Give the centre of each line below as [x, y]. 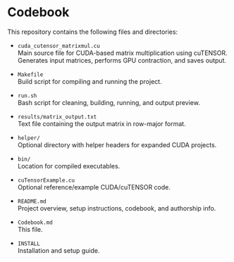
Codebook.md [35, 223]
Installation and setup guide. [58, 250]
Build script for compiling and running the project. [90, 81]
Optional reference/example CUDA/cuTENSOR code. [94, 187]
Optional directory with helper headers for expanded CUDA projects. [117, 144]
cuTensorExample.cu [46, 180]
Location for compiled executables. [69, 166]
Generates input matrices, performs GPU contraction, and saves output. [122, 60]
